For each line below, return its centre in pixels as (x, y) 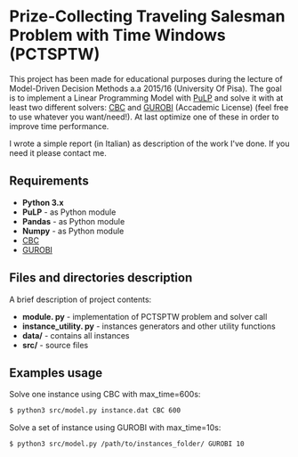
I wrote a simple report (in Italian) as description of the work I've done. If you (149, 143)
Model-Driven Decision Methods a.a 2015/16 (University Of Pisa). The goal (145, 88)
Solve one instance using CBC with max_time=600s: (105, 395)
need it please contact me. (58, 152)
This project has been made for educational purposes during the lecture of (146, 78)
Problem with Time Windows (118, 35)
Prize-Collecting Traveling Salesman (147, 16)
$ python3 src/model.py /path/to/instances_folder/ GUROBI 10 (127, 444)
